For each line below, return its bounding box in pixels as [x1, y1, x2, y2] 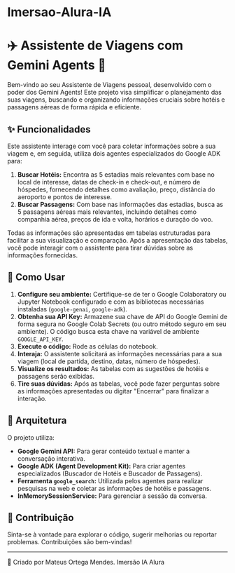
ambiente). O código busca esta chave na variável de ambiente [17, 327, 199, 335]
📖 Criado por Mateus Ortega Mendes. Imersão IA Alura [7, 558, 165, 567]
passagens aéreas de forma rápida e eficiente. [7, 103, 142, 112]
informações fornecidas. [7, 250, 78, 259]
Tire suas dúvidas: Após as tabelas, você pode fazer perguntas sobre [17, 379, 220, 388]
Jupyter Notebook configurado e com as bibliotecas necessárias [17, 297, 204, 306]
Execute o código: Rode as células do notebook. [17, 342, 159, 351]
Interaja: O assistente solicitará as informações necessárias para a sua [17, 349, 222, 358]
